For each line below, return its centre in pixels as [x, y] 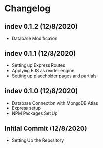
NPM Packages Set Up [35, 113]
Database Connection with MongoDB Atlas [55, 103]
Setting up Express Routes [39, 65]
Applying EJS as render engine [43, 70]
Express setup [26, 108]
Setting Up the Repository [38, 140]
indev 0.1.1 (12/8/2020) [40, 53]
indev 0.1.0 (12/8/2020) [41, 91]
